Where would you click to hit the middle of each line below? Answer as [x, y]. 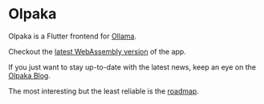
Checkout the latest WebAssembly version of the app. [97, 51]
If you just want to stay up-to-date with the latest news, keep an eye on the [132, 67]
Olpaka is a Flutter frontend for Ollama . [73, 36]
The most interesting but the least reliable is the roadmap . [104, 91]
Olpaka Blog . [29, 75]
